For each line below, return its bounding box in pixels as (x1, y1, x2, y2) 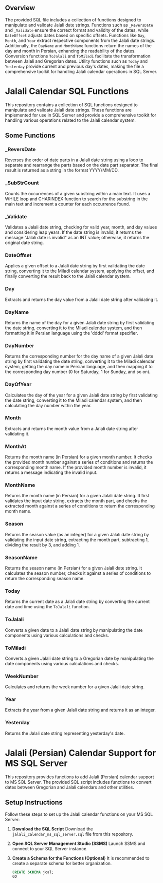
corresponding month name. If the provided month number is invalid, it (5, 465, 147, 470)
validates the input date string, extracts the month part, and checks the (5, 498, 147, 504)
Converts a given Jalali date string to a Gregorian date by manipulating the (5, 655, 154, 661)
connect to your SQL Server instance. (12, 845, 88, 851)
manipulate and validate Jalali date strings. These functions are (5, 107, 132, 113)
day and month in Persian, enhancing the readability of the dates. (5, 48, 136, 54)
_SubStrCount (5, 180, 39, 187)
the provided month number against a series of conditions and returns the (5, 459, 153, 465)
